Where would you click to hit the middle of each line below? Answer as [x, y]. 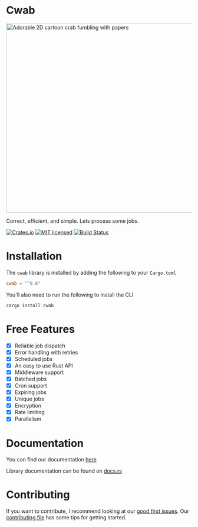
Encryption [28, 406]
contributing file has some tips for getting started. [66, 518]
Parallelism [28, 419]
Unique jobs [29, 399]
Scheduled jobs [34, 359]
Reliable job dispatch [40, 346]
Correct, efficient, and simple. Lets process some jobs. [73, 221]
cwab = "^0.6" [24, 283]
